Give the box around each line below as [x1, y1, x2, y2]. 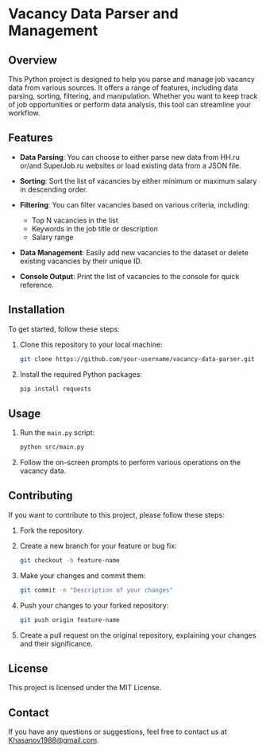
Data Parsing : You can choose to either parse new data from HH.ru [19, 152, 240, 161]
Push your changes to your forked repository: [19, 600, 169, 610]
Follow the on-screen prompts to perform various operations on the [19, 458, 241, 468]
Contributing [8, 489, 73, 503]
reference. [19, 280, 54, 289]
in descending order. [19, 184, 88, 194]
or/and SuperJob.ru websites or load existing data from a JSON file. [19, 161, 242, 170]
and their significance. [19, 638, 94, 648]
